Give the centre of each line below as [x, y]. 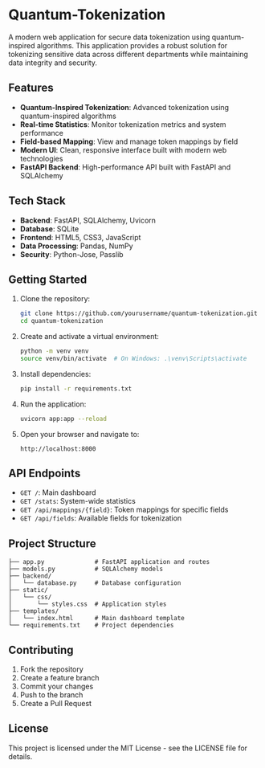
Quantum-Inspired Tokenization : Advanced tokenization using [124, 107]
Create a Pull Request [56, 704]
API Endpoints [45, 474]
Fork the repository [52, 669]
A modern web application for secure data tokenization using [109, 37]
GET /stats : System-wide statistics [78, 501]
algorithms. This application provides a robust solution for [132, 45]
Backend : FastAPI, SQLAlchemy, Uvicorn [88, 220]
